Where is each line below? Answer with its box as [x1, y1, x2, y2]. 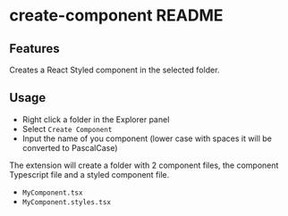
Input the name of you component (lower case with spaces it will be [21, 133, 273, 144]
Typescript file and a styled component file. [9, 169, 170, 179]
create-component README [9, 5, 224, 26]
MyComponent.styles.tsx [21, 197, 112, 206]
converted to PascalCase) [21, 142, 118, 153]
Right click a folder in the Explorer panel [21, 113, 170, 125]
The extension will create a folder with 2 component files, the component [9, 160, 279, 170]
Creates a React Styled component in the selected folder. [9, 64, 220, 75]
